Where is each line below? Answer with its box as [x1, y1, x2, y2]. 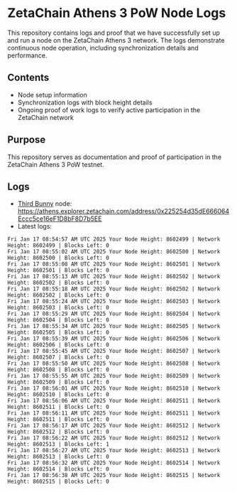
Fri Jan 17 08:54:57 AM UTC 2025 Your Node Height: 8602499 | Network [7, 236, 221, 243]
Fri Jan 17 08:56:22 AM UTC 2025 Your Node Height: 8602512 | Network [7, 434, 221, 442]
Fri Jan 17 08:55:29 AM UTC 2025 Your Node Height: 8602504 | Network [7, 310, 221, 317]
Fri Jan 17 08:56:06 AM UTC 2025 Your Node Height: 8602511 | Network [7, 398, 221, 405]
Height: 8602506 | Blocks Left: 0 [7, 341, 110, 349]
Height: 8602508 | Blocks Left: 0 [7, 366, 110, 373]
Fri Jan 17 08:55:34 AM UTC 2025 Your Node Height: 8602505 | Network [7, 323, 221, 330]
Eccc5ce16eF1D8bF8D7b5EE [17, 214, 102, 223]
